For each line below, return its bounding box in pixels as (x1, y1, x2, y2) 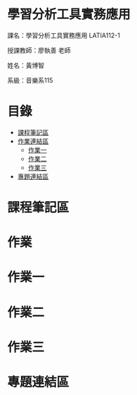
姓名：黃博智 (7, 61, 44, 69)
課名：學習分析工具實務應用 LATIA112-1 (7, 31, 121, 39)
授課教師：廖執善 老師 (7, 46, 71, 54)
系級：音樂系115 (7, 75, 53, 85)
